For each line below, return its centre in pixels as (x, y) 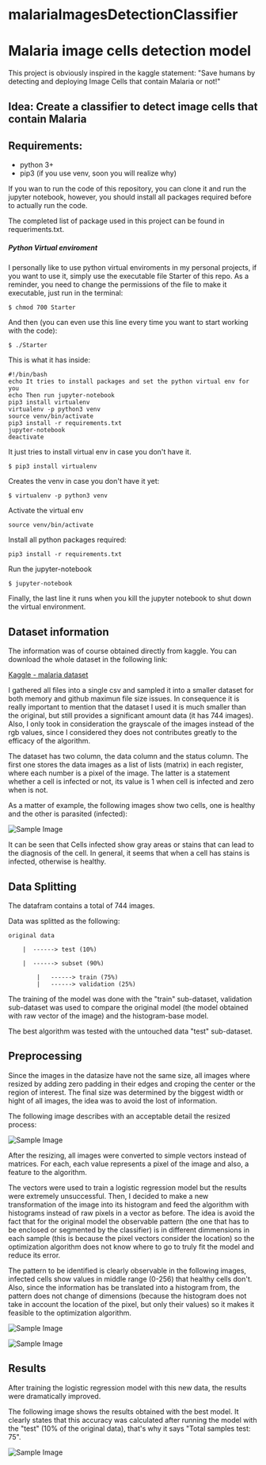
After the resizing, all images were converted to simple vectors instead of (127, 1155)
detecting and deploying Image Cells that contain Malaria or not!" (114, 82)
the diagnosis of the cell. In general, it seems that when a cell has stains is (129, 853)
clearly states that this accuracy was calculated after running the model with (133, 1420)
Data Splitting (42, 886)
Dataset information (59, 632)
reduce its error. (34, 1255)
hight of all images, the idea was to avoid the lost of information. (113, 1100)
